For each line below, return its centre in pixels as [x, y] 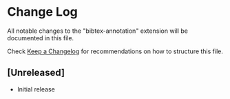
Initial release [36, 89]
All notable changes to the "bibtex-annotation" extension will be [97, 31]
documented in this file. [41, 38]
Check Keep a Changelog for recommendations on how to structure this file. [115, 51]
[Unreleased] [36, 73]
